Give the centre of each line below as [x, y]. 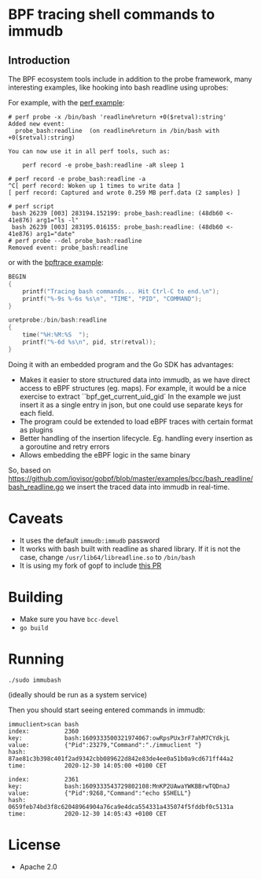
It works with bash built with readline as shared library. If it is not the [130, 549]
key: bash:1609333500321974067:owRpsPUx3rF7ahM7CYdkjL [119, 738]
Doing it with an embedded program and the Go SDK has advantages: [121, 364]
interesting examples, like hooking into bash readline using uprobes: [118, 87]
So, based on [29, 470]
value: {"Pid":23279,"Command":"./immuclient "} [105, 745]
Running [36, 659]
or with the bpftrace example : [56, 262]
